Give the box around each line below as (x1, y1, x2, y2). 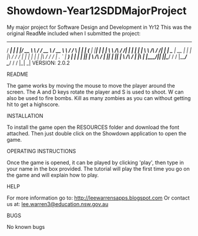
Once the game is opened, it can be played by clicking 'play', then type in (6, 159, 184, 166)
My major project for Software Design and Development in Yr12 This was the (6, 24, 192, 31)
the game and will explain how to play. (6, 171, 99, 178)
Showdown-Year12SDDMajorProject (6, 4, 187, 18)
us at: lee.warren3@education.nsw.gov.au (6, 200, 109, 207)
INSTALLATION (6, 112, 43, 119)
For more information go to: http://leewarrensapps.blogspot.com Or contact (6, 194, 190, 201)
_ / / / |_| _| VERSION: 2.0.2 (6, 59, 70, 66)
